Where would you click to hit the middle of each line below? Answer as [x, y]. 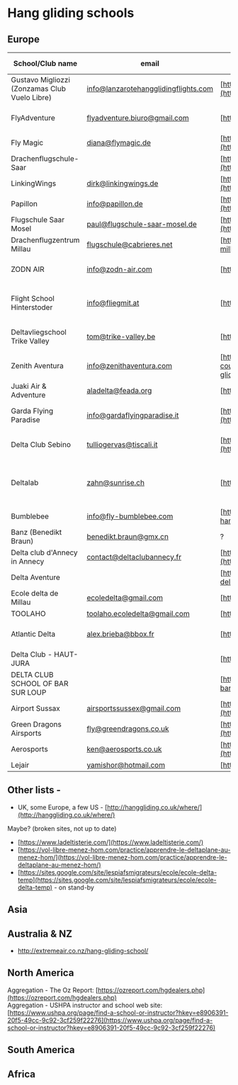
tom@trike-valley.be [121, 336]
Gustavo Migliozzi [41, 80]
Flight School [33, 299]
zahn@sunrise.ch [116, 483]
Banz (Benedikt [36, 532]
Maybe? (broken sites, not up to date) [62, 828]
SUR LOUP [29, 692]
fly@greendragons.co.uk [128, 729]
